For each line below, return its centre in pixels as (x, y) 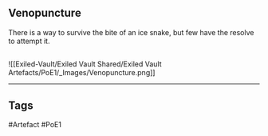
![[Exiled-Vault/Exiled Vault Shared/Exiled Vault (85, 64)
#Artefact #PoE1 (35, 125)
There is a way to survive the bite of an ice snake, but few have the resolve (131, 32)
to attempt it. (29, 41)
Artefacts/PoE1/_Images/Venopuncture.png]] (82, 73)
